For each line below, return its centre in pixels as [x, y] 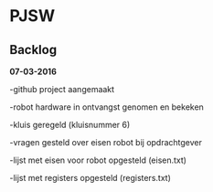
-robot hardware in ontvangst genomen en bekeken [106, 107]
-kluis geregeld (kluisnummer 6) [70, 125]
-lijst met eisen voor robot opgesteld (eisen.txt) [98, 160]
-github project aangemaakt [62, 89]
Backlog [33, 50]
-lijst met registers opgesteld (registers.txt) [90, 178]
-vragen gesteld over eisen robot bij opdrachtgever [106, 142]
